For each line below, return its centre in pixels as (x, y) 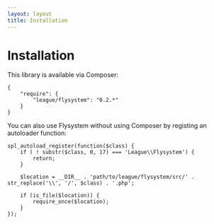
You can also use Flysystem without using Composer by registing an (107, 126)
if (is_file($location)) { (60, 196)
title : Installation (38, 20)
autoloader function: (37, 133)
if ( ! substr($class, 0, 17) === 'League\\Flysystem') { (107, 153)
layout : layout (30, 14)
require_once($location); (71, 202)
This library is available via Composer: (63, 75)
